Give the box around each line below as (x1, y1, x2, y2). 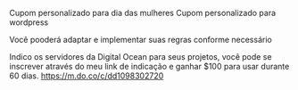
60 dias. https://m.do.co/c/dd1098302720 (9, 70, 164, 81)
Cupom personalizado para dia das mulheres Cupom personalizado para (9, 8, 277, 18)
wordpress (9, 17, 49, 28)
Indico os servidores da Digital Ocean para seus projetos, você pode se (9, 52, 272, 61)
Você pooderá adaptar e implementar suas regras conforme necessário (9, 35, 272, 45)
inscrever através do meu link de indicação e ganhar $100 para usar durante (9, 61, 290, 71)
